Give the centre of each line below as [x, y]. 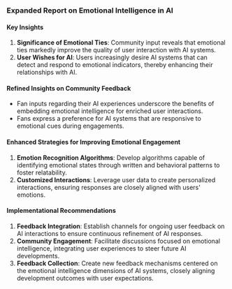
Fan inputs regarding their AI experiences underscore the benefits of [115, 104]
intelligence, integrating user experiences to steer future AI [101, 248]
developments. [38, 255]
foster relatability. [42, 172]
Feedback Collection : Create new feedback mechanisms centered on [117, 263]
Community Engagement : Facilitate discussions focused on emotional [118, 241]
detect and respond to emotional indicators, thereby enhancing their [115, 65]
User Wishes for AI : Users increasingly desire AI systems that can [112, 57]
